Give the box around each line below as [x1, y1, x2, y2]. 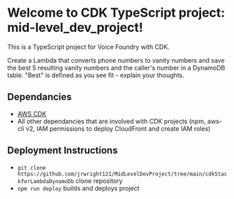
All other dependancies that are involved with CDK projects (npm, [17, 117, 206, 125]
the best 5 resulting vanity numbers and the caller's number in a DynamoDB [7, 63, 226, 72]
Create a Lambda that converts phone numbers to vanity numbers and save [7, 56, 225, 64]
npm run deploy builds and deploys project [17, 184, 140, 192]
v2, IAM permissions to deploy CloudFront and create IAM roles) [25, 124, 211, 133]
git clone [17, 164, 47, 171]
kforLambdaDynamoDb [17, 177, 75, 185]
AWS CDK [17, 109, 47, 118]
